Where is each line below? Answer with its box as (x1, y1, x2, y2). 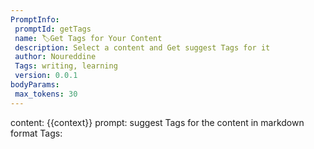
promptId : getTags (14, 24, 92, 34)
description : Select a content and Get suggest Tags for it (14, 42, 271, 53)
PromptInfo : (10, 14, 60, 25)
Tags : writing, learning (14, 61, 118, 71)
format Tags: (10, 127, 63, 139)
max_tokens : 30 (14, 89, 78, 99)
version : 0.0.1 (14, 71, 78, 81)
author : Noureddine (14, 52, 97, 62)
